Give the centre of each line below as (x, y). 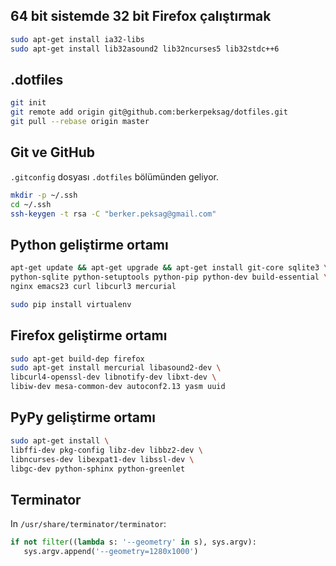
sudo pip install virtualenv (71, 304)
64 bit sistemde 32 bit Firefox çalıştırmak (141, 16)
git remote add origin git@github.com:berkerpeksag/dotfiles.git (149, 112)
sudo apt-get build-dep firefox (77, 359)
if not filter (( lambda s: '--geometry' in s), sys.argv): (133, 542)
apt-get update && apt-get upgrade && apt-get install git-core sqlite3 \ (169, 268)
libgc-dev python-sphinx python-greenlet (98, 469)
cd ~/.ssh (31, 204)
